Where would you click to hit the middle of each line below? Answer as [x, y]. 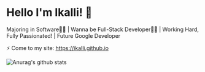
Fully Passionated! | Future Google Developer [64, 35]
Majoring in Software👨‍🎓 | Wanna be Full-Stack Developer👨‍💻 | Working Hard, [103, 29]
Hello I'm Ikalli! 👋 [49, 13]
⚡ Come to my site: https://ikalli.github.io [58, 48]
